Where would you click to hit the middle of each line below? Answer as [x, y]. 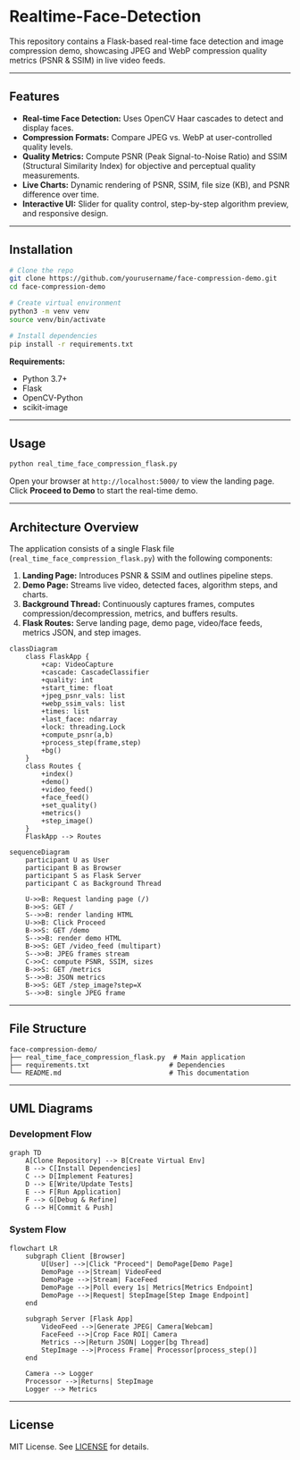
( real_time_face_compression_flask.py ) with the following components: [141, 558]
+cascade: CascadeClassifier [96, 672]
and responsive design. [65, 213]
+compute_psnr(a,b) [78, 735]
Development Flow [50, 1135]
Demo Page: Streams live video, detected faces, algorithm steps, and [150, 585]
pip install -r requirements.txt [71, 344]
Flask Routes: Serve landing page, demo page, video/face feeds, [142, 623]
